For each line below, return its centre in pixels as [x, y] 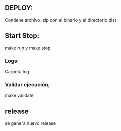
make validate [19, 95]
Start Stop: [22, 36]
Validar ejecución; [28, 84]
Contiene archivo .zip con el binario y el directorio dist [60, 20]
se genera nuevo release [31, 123]
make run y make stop [28, 48]
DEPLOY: [19, 8]
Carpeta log [17, 71]
